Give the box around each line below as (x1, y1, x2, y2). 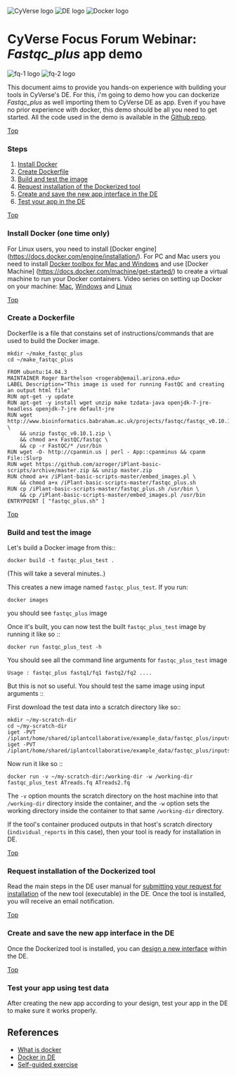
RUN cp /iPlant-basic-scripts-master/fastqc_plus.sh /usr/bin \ (7, 485, 199, 492)
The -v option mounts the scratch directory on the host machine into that (7, 791, 218, 800)
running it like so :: (7, 630, 61, 639)
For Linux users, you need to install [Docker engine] (7, 245, 157, 253)
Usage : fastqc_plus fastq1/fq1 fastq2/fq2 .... (7, 670, 152, 677)
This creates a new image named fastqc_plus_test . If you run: (7, 583, 188, 592)
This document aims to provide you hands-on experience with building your (7, 83, 227, 91)
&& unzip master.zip (92, 467, 152, 474)
